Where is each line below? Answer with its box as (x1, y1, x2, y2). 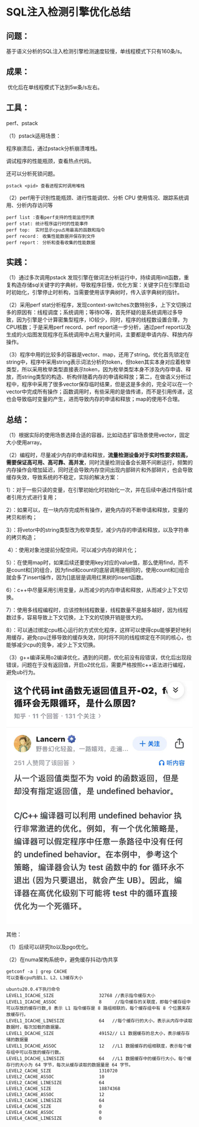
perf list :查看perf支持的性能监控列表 (6, 214, 95, 220)
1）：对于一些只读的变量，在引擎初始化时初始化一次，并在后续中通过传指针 (6, 486, 188, 494)
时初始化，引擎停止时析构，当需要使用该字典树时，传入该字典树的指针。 (6, 289, 182, 296)
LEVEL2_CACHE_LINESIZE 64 (6, 1080, 105, 1086)
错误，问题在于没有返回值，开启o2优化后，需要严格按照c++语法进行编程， (6, 661, 188, 668)
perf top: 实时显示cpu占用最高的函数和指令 (6, 227, 105, 233)
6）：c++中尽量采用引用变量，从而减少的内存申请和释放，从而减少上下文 (6, 587, 183, 594)
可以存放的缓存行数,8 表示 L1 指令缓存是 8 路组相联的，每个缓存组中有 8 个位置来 (6, 1005, 187, 1011)
